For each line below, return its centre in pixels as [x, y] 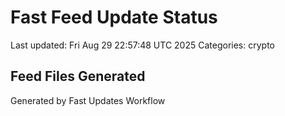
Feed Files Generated [78, 76]
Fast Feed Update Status [114, 17]
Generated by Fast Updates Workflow [88, 100]
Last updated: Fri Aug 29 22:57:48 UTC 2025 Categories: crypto [142, 45]
